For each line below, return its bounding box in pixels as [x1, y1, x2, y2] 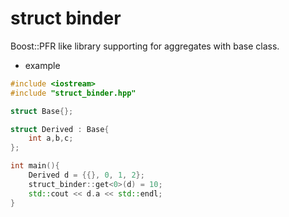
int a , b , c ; [28, 133, 74, 144]
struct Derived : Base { [10, 124, 110, 134]
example [24, 59, 61, 71]
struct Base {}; [10, 106, 74, 116]
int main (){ [10, 161, 60, 171]
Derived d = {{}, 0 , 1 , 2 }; [28, 170, 145, 181]
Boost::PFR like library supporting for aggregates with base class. [10, 40, 280, 52]
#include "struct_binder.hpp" [10, 88, 137, 98]
